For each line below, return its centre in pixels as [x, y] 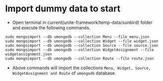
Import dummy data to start [63, 9]
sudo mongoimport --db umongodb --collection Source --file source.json [82, 45]
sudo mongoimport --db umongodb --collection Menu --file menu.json [77, 37]
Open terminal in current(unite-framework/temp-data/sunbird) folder [82, 22]
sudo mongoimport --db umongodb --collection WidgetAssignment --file [80, 50]
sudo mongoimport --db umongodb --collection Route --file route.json [80, 58]
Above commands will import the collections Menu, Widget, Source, [81, 68]
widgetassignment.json [28, 54]
